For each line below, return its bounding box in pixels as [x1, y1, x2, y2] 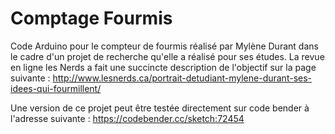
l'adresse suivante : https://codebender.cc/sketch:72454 [10, 112, 245, 124]
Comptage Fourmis [10, 7, 173, 30]
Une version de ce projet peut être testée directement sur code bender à [10, 102, 310, 114]
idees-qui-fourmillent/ [10, 82, 102, 94]
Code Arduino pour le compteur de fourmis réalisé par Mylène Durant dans [10, 40, 319, 52]
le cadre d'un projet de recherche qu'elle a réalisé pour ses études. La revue [10, 50, 325, 62]
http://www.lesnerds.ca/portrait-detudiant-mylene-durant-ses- [52, 72, 313, 84]
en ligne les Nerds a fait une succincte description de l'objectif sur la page [10, 61, 317, 73]
